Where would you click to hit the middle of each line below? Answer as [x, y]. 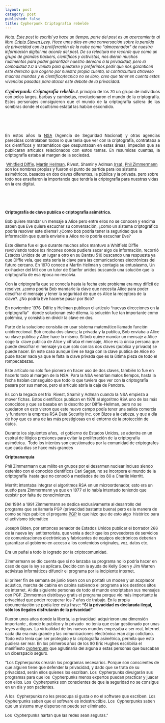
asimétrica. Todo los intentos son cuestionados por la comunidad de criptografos [82, 443]
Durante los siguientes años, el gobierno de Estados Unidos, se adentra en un [79, 433]
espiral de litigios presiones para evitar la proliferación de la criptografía [72, 438]
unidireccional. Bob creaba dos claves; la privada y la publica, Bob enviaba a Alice [82, 332]
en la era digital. [20, 184]
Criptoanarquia [20, 457]
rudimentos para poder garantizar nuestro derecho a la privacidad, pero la [76, 62]
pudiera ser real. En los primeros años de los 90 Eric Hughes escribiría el [74, 644]
